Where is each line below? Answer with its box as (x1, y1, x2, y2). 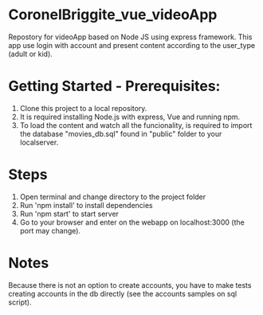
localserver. (19, 138, 59, 147)
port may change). (19, 225, 81, 235)
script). (8, 297, 32, 307)
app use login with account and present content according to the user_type (8, 40, 256, 50)
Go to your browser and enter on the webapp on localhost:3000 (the (19, 217, 245, 227)
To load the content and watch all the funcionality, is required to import (19, 120, 253, 130)
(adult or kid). (8, 49, 53, 58)
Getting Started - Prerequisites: (8, 78, 221, 95)
